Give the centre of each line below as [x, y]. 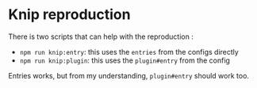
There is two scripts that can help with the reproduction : [101, 36]
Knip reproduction [69, 15]
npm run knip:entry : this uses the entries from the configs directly [129, 52]
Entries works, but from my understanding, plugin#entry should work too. [129, 75]
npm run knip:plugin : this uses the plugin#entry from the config [125, 60]
